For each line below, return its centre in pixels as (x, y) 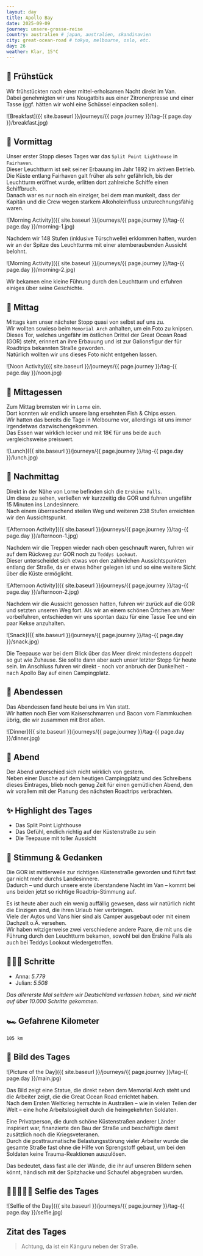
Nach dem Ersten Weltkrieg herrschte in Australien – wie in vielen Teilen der (101, 1103)
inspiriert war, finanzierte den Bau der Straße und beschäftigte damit (92, 1128)
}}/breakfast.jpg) (27, 122)
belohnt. (17, 252)
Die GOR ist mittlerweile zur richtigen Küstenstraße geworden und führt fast (101, 872)
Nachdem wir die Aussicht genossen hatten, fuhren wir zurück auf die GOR (101, 604)
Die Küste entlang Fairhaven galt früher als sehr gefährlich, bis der (90, 176)
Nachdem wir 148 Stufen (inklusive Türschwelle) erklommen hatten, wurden (101, 238)
